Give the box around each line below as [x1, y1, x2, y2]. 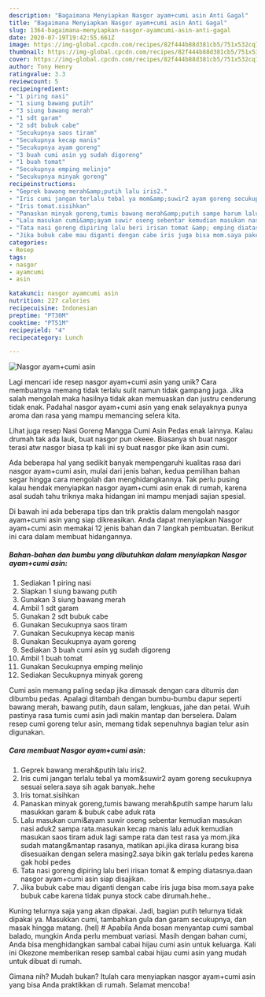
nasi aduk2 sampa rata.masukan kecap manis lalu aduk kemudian [20, 824, 234, 834]
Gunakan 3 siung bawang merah [20, 595, 127, 605]
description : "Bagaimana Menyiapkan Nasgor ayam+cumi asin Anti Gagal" [9, 11, 248, 20]
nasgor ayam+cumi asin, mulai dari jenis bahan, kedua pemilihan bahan [9, 467, 241, 476]
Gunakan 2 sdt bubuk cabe [20, 612, 109, 621]
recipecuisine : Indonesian [9, 304, 98, 312]
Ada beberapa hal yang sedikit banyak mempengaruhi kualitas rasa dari [9, 458, 241, 467]
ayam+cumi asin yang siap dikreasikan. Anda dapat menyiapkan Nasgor [9, 515, 243, 525]
